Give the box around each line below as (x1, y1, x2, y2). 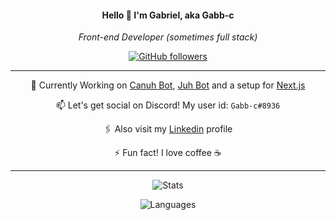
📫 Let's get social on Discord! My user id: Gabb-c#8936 (55, 99, 281, 111)
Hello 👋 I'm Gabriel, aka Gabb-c (101, 9, 235, 21)
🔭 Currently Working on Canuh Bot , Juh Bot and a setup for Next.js (30, 79, 306, 91)
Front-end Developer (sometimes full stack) (78, 31, 258, 43)
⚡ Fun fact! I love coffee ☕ (114, 147, 222, 159)
